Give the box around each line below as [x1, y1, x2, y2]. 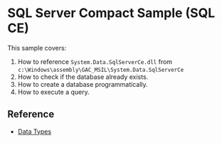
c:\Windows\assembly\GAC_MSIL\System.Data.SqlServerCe [17, 66, 184, 73]
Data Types [17, 127, 52, 136]
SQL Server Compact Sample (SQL [7, 5, 216, 21]
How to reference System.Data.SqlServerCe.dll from [17, 57, 173, 65]
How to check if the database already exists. [17, 73, 149, 81]
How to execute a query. [17, 88, 90, 96]
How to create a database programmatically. [17, 80, 148, 88]
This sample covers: [7, 43, 67, 52]
